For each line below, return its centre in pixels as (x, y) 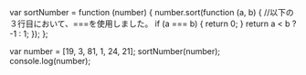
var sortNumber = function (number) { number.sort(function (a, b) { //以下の (152, 12)
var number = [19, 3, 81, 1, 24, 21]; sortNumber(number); (115, 51)
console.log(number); (50, 61)
